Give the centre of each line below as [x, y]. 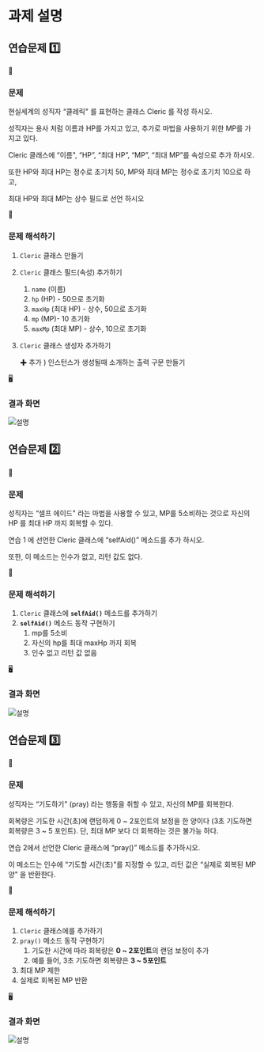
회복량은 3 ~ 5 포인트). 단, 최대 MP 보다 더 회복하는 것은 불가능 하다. [113, 830]
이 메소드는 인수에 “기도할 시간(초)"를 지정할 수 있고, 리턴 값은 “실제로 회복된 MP [132, 864]
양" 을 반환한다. [32, 874]
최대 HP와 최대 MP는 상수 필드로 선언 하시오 [76, 199]
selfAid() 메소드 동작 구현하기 [67, 623]
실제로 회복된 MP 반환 [54, 980]
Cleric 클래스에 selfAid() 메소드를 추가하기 [89, 613]
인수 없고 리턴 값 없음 [64, 653]
